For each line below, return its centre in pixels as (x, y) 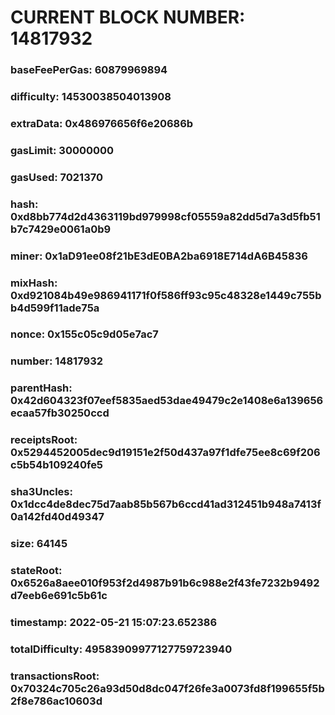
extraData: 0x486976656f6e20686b (102, 123)
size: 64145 (39, 544)
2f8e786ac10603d (56, 701)
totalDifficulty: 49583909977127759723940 (121, 649)
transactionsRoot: (55, 676)
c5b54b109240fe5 (57, 465)
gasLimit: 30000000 (62, 150)
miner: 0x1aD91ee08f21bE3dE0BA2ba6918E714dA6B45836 (159, 256)
